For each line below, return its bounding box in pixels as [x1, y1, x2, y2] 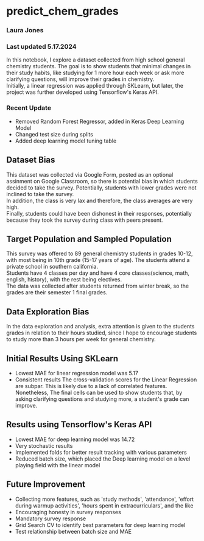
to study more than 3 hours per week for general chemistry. [6, 336, 157, 343]
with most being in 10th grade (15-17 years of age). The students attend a [6, 256, 190, 264]
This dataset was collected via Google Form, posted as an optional [6, 171, 174, 178]
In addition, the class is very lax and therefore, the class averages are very [6, 197, 193, 204]
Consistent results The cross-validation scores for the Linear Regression [15, 376, 197, 383]
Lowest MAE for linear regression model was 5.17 [15, 369, 139, 377]
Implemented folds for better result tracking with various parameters [15, 448, 187, 456]
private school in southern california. [6, 263, 99, 270]
